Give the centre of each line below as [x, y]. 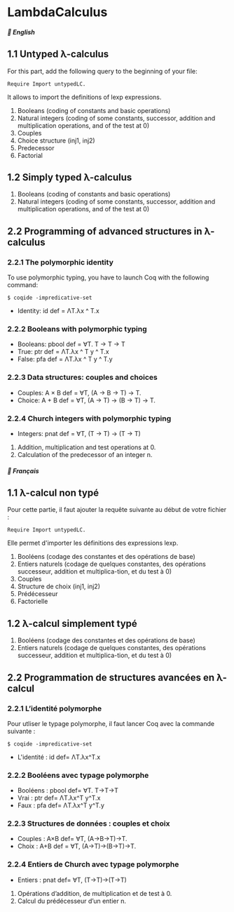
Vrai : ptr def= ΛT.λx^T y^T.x [59, 798]
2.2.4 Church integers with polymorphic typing [89, 418]
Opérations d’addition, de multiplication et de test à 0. [95, 893]
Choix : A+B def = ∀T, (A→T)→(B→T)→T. [77, 846]
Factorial [30, 155]
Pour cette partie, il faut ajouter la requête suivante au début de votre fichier [117, 510]
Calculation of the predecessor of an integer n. [85, 454]
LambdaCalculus [57, 12]
